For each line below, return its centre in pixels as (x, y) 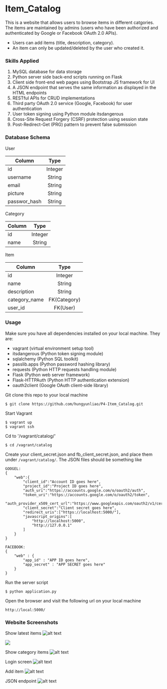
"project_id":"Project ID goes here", (63, 486)
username (19, 177)
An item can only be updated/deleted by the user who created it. (79, 48)
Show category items (27, 652)
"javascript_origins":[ (47, 516)
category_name (26, 299)
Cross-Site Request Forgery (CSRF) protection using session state (80, 119)
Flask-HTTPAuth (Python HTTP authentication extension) (71, 380)
